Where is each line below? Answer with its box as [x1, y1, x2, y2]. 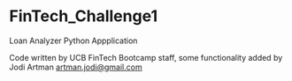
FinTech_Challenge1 [9, 6, 158, 26]
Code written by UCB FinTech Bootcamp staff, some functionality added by [9, 52, 283, 63]
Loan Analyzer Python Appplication [9, 35, 138, 46]
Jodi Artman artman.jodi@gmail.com [9, 62, 143, 72]
